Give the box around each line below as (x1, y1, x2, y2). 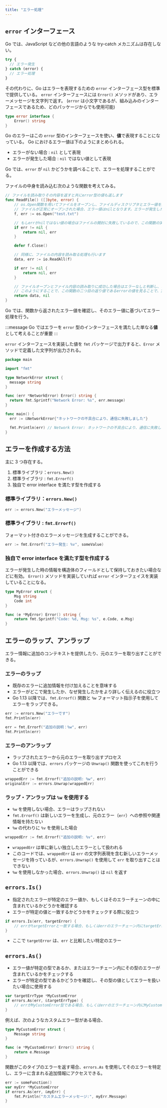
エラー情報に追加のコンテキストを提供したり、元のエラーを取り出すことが (5, 650, 158, 656)
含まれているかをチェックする (12, 971, 74, 977)
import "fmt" (5, 366, 32, 371)
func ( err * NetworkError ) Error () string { (5, 393, 97, 398)
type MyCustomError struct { (5, 1027, 66, 1032)
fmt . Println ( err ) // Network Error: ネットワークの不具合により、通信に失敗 (9, 425, 158, 430)
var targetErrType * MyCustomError (5, 994, 77, 999)
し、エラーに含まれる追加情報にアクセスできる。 (5, 1070, 105, 1076)
